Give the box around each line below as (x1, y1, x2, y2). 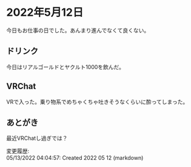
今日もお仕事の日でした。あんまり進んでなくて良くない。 (6, 27, 150, 34)
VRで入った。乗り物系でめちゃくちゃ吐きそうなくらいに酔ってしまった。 (6, 98, 189, 105)
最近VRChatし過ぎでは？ (6, 134, 68, 142)
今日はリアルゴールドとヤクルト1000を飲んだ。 (6, 63, 124, 70)
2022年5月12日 (6, 5, 84, 19)
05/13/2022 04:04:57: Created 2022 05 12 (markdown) (6, 154, 144, 162)
